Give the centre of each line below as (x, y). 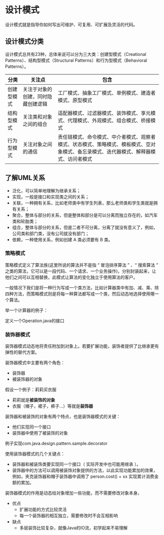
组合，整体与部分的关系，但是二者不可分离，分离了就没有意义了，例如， (85, 227)
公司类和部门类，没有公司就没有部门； (51, 233)
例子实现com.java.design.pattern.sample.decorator (56, 443)
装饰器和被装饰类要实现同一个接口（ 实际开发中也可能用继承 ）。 (76, 464)
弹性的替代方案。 (22, 352)
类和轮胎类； (25, 221)
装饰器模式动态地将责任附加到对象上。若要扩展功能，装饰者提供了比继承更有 (82, 346)
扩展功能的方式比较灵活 (43, 510)
